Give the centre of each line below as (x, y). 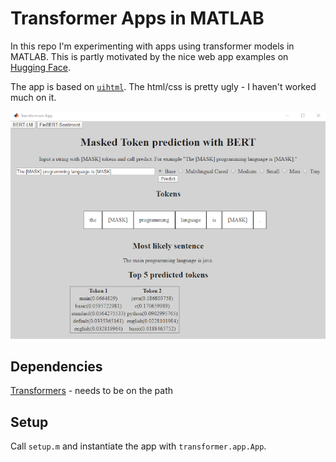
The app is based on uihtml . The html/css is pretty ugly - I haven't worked (163, 86)
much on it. (33, 97)
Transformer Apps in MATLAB (137, 18)
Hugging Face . (41, 67)
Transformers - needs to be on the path (92, 391)
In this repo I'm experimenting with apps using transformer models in (152, 46)
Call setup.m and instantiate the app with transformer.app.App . (138, 446)
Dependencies (56, 366)
